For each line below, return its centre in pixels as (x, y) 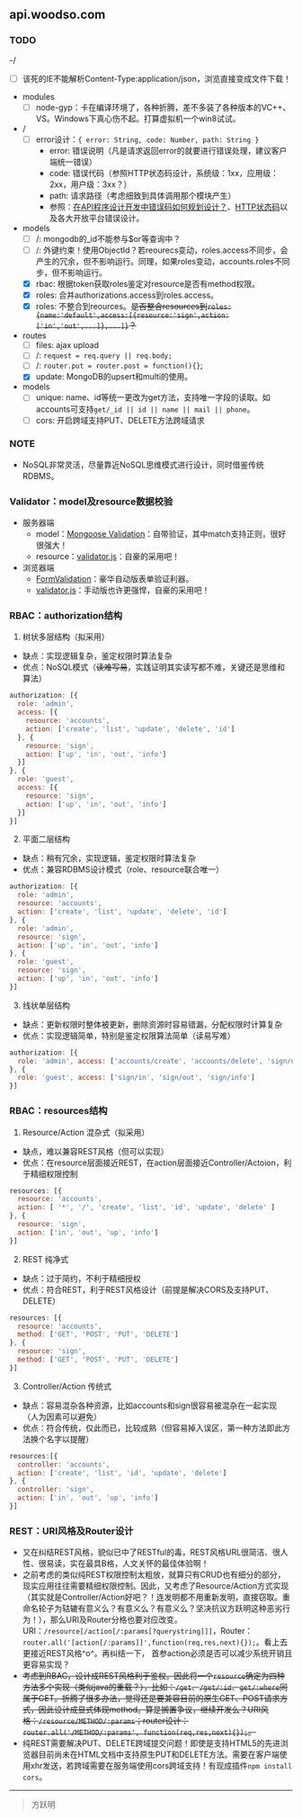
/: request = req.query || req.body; (104, 355)
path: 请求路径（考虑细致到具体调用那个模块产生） (142, 195)
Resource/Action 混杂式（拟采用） (86, 1132)
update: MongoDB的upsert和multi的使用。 (114, 377)
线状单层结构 (46, 1005)
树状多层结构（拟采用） (66, 637)
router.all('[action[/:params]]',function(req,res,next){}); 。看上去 (155, 1642)
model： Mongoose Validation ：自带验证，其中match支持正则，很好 (161, 534)
